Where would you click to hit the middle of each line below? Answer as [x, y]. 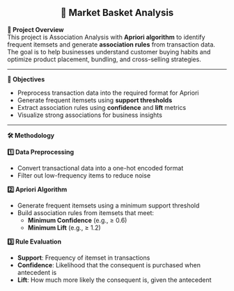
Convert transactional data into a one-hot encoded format [100, 168]
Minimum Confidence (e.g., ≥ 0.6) [77, 220]
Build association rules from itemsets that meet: [86, 212]
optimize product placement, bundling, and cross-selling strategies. [104, 59]
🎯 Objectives [26, 79]
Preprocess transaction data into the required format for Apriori [108, 93]
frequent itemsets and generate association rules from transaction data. [111, 44]
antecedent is [37, 272]
